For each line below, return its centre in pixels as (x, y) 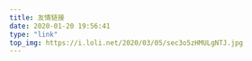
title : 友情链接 (37, 17)
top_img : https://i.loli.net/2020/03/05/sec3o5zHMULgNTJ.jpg (126, 43)
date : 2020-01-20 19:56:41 (60, 26)
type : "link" (34, 34)
